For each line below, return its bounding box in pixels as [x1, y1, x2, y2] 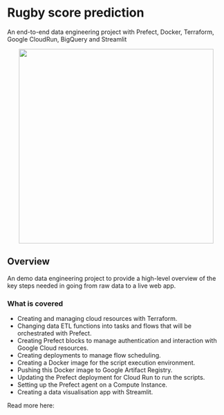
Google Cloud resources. [17, 344, 88, 352]
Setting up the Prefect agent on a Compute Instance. [17, 380, 168, 389]
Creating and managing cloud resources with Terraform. [17, 315, 178, 323]
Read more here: [7, 401, 55, 409]
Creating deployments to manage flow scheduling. [17, 351, 161, 360]
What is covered [7, 299, 64, 308]
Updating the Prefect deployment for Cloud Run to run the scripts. [17, 373, 205, 382]
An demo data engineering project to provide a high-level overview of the [7, 274, 216, 282]
